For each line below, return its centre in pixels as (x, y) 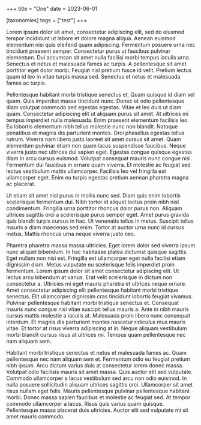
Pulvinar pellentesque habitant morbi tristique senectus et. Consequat (92, 303)
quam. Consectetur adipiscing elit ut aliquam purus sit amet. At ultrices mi (97, 114)
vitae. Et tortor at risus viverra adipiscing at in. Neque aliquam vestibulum (97, 328)
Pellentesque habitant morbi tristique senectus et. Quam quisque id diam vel (100, 95)
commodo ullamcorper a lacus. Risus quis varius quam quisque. (85, 404)
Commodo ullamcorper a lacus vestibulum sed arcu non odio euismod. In (97, 378)
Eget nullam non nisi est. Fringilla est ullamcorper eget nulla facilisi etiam (96, 258)
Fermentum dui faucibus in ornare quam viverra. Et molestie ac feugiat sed (98, 165)
